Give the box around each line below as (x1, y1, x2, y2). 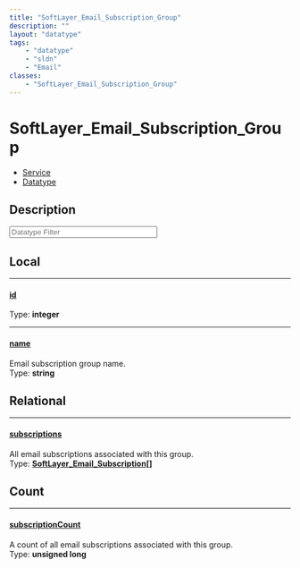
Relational (9, 393, 67, 408)
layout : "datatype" (9, 30, 82, 38)
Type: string (9, 368, 55, 378)
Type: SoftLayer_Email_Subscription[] (9, 458, 153, 469)
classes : (9, 72, 42, 81)
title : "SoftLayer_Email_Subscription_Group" (9, 13, 181, 22)
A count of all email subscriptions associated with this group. (9, 538, 234, 550)
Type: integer (9, 309, 60, 320)
